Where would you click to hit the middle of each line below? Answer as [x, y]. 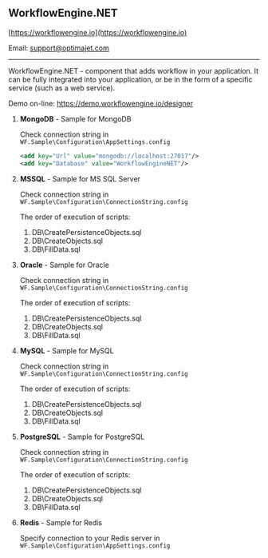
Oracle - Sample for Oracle [64, 265]
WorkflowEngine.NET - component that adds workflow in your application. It [134, 70]
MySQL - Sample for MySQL [67, 350]
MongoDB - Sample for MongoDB [75, 118]
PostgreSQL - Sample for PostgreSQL [82, 436]
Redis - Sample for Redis [61, 522]
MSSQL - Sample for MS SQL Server [80, 178]
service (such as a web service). [62, 88]
